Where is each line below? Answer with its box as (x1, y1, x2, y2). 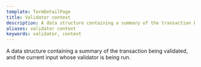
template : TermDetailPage (6, 8, 71, 15)
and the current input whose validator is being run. (6, 54, 131, 61)
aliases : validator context (6, 25, 77, 32)
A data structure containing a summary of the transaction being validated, (6, 47, 188, 54)
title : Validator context (6, 14, 71, 20)
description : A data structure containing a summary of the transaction (6, 20, 191, 26)
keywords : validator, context (6, 31, 82, 37)
